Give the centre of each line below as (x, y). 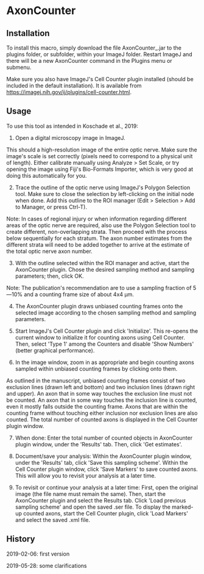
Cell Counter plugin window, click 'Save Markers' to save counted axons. (106, 469)
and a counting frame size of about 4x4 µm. (79, 294)
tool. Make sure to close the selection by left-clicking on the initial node (104, 194)
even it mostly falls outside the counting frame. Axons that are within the (97, 406)
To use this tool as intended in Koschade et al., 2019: (72, 126)
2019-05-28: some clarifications (47, 565)
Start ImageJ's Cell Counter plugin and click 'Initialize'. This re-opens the (107, 331)
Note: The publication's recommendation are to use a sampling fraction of (99, 288)
